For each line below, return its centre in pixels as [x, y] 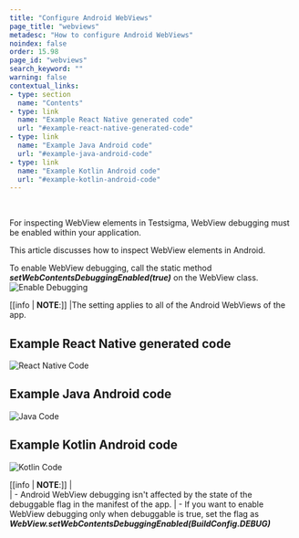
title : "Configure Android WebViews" [81, 18]
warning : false [38, 78]
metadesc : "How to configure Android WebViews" [102, 35]
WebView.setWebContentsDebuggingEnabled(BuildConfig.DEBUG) [140, 523]
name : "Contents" [51, 103]
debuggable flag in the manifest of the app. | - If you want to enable [137, 504]
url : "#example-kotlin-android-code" [89, 179]
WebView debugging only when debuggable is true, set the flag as [134, 513]
